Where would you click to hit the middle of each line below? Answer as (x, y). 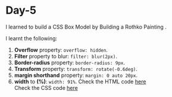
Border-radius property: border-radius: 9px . (70, 62)
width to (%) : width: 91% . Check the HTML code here (80, 82)
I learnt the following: (32, 38)
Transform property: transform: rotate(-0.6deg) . (76, 68)
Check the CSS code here (46, 87)
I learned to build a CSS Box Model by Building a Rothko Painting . (86, 27)
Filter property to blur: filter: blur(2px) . (65, 56)
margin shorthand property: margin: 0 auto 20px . (76, 75)
